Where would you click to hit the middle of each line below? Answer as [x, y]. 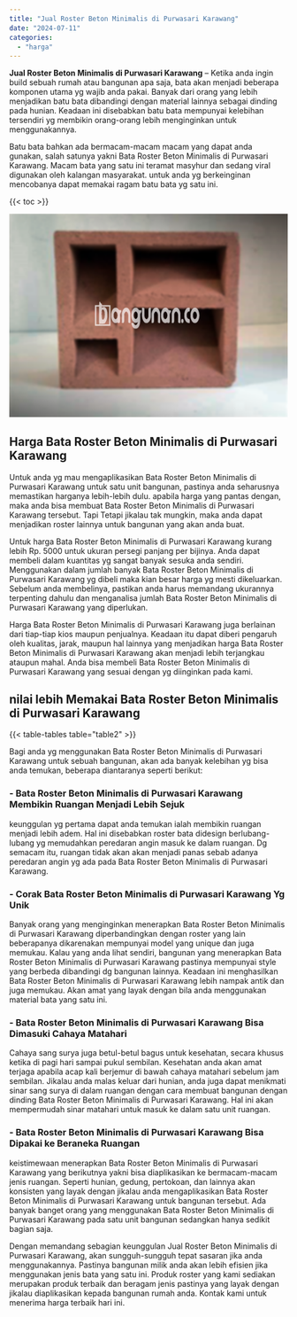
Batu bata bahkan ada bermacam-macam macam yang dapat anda [131, 147]
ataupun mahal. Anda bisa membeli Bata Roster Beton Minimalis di [129, 662]
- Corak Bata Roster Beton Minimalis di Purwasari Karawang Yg [147, 893]
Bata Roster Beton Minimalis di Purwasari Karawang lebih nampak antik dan [147, 981]
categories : [31, 37]
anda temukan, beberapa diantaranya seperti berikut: [106, 770]
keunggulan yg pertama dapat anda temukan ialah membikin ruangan [135, 823]
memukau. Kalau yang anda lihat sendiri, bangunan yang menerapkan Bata [145, 952]
